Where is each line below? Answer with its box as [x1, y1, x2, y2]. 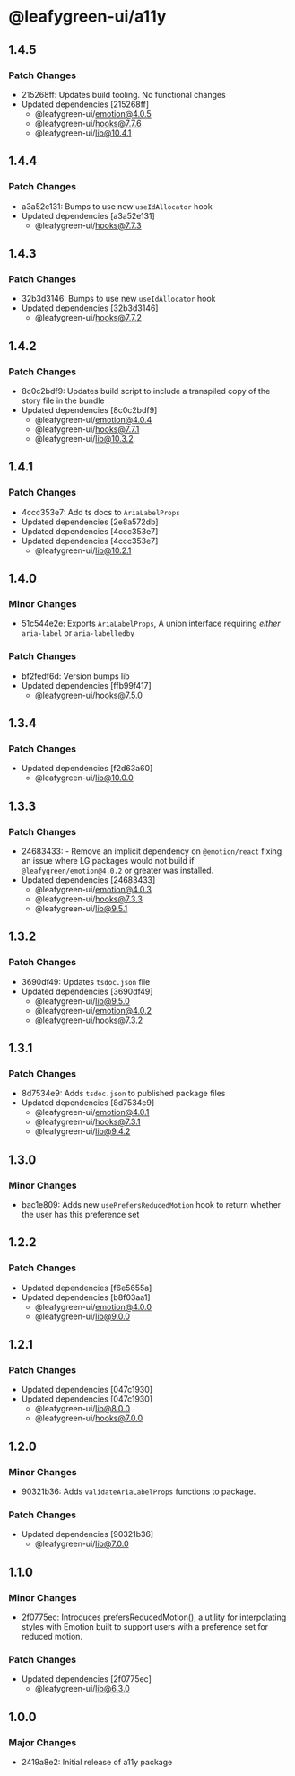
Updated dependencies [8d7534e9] [21, 1097, 155, 1108]
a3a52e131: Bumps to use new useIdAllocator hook [21, 200, 213, 212]
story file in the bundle [21, 395, 105, 406]
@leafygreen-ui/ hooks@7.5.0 [34, 690, 143, 700]
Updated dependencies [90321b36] [21, 1529, 154, 1540]
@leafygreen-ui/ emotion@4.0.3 [34, 884, 152, 894]
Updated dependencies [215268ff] [21, 99, 150, 110]
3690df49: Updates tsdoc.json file [21, 976, 151, 987]
